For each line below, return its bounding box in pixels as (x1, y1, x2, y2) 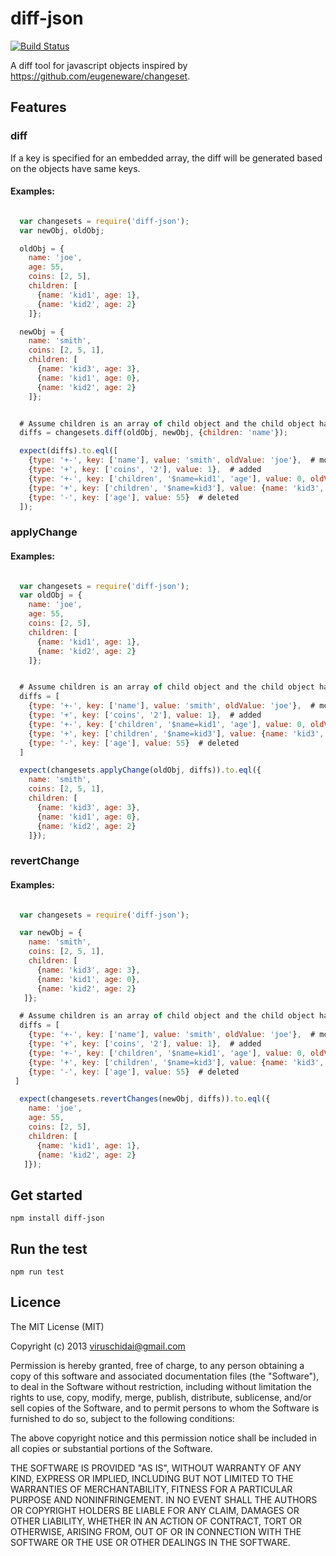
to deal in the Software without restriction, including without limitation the (10, 1380, 312, 1392)
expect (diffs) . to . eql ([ (19, 446, 118, 456)
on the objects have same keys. (10, 162, 141, 174)
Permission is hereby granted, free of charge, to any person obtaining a (10, 1359, 305, 1371)
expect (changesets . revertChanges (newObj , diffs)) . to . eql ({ (19, 1094, 271, 1104)
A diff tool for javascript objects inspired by (10, 59, 188, 71)
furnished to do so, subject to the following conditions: (10, 1412, 235, 1424)
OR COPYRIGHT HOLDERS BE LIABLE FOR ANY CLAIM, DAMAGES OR (10, 1504, 300, 1516)
